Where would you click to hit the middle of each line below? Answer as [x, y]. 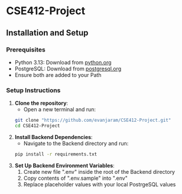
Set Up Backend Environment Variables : [65, 165]
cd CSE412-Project [37, 126]
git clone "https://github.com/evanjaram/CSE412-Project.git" [93, 120]
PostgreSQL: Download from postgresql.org [68, 69]
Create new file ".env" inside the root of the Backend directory [99, 172]
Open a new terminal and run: [60, 109]
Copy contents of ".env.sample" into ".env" [76, 178]
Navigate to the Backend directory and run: [76, 143]
